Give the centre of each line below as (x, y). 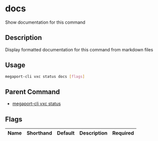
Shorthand (39, 133)
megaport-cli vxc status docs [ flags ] (45, 76)
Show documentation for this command (45, 22)
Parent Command (33, 92)
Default (66, 133)
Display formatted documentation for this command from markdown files (79, 49)
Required (123, 133)
